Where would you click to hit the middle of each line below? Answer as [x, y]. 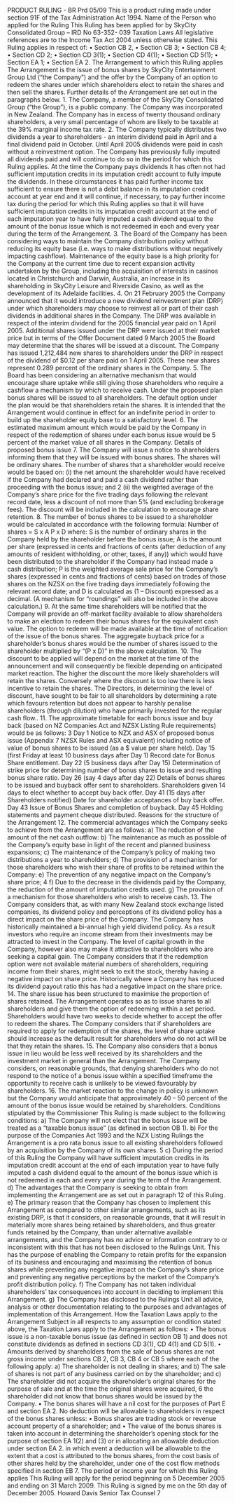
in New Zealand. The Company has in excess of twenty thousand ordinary [114, 114]
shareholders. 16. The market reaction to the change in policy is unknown [113, 1091]
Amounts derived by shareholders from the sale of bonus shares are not [111, 1352]
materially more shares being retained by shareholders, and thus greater [111, 1225]
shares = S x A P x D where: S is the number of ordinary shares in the [107, 532]
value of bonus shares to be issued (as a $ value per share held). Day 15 [111, 748]
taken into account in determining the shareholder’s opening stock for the [113, 1433]
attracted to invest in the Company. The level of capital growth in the [106, 942]
